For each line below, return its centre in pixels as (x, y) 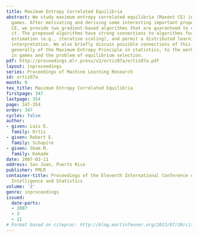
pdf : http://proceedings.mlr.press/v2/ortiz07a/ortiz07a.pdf (83, 61)
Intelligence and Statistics (47, 181)
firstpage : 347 (25, 94)
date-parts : (26, 203)
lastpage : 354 (24, 99)
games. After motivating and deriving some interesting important (95, 22)
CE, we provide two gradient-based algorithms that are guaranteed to (100, 28)
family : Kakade (30, 153)
